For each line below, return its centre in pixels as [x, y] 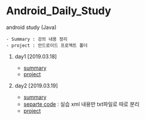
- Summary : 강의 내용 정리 [37, 39]
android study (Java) [32, 27]
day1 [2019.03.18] [36, 56]
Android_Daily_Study [59, 11]
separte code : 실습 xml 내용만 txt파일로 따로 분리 [81, 104]
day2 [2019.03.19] [36, 85]
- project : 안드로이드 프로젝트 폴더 [47, 46]
